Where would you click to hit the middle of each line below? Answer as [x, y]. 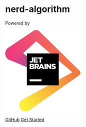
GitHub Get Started [25, 119]
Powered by [17, 23]
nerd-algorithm [37, 9]
